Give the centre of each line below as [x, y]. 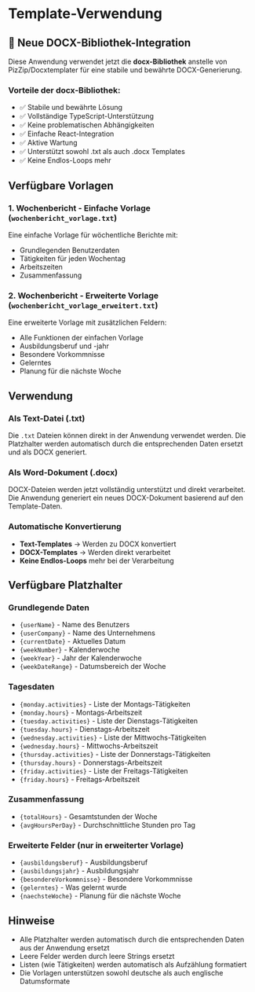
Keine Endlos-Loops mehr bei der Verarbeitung [97, 560]
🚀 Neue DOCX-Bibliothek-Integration [100, 43]
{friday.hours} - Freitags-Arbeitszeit [80, 779]
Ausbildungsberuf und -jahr [64, 346]
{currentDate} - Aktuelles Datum [72, 641]
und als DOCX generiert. [48, 452]
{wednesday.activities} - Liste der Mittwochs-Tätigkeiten [113, 737]
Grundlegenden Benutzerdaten [69, 250]
